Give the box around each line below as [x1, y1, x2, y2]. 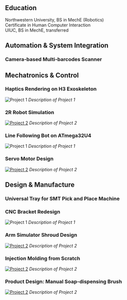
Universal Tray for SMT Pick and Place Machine [5, 195, 120, 202]
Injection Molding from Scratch [5, 255, 81, 261]
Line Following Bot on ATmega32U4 [5, 132, 92, 139]
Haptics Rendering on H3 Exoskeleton [5, 85, 97, 92]
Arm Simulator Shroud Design [5, 232, 77, 239]
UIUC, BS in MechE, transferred [5, 27, 69, 33]
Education [5, 4, 37, 12]
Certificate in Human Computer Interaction [5, 22, 91, 28]
